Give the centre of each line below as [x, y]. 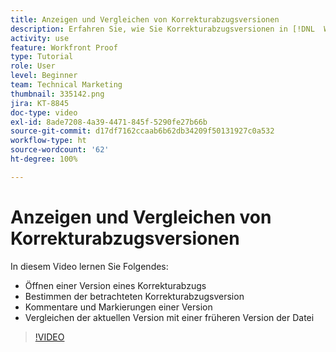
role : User [33, 66]
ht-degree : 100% [44, 159]
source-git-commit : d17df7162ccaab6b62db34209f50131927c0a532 [142, 131]
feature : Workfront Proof [64, 47]
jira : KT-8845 [40, 103]
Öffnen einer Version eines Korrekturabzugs [115, 285]
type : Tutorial [42, 57]
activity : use [40, 38]
